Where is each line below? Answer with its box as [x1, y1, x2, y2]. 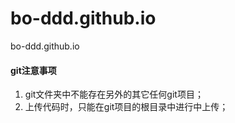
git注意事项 [10, 64, 57, 76]
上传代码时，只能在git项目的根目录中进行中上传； [24, 101, 229, 113]
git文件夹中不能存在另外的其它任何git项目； [24, 88, 204, 101]
